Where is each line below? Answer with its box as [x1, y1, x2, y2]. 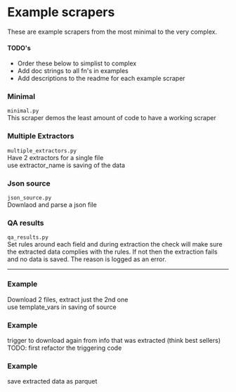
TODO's [7, 44, 32, 52]
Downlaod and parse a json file [7, 201, 97, 209]
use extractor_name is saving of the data [7, 161, 125, 169]
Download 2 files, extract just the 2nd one [7, 295, 129, 303]
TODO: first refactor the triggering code [7, 344, 122, 352]
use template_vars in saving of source [7, 303, 117, 311]
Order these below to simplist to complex [17, 59, 137, 67]
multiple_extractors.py [7, 147, 77, 155]
